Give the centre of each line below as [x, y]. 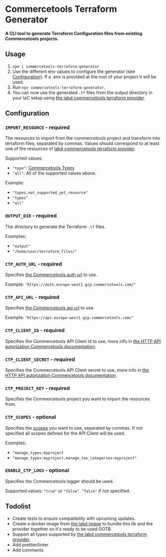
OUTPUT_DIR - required [31, 216]
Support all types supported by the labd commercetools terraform [80, 534]
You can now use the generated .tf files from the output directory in [82, 92]
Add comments [28, 550]
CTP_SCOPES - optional [31, 417]
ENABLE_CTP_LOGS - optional [37, 470]
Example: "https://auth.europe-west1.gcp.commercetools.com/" [71, 284]
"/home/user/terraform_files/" [45, 251]
